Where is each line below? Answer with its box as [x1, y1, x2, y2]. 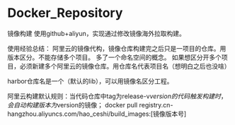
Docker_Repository [7, 5, 123, 21]
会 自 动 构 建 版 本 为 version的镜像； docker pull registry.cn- [7, 100, 173, 109]
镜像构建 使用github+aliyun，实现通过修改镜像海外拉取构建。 [7, 29, 185, 37]
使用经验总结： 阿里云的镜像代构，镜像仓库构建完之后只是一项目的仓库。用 [7, 44, 227, 52]
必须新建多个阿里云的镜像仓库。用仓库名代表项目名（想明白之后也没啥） [19, 61, 231, 70]
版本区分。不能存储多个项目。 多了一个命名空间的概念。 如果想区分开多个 [7, 53, 222, 61]
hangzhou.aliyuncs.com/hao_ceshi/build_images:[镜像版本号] [7, 109, 187, 118]
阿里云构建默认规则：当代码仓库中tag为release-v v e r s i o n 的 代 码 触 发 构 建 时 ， [7, 92, 228, 100]
